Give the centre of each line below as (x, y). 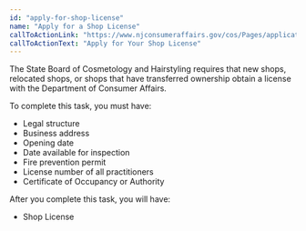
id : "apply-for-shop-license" (67, 18)
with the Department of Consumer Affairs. (88, 88)
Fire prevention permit (64, 162)
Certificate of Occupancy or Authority (93, 182)
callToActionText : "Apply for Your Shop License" (106, 43)
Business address (56, 134)
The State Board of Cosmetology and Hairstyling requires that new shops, (148, 69)
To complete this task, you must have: (81, 106)
